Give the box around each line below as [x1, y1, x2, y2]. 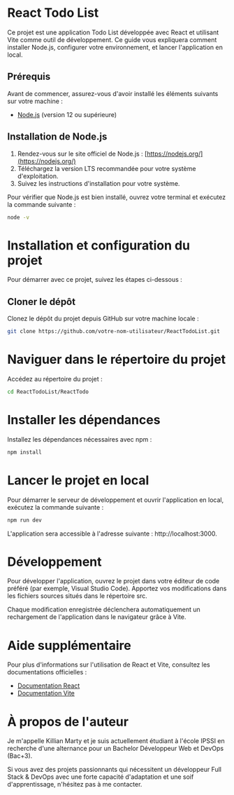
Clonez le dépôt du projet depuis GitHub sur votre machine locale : [7, 314, 199, 323]
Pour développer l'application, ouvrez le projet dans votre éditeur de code [7, 577, 220, 585]
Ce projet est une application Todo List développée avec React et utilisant [7, 28, 219, 36]
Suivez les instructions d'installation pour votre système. [17, 179, 180, 187]
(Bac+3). [7, 752, 33, 760]
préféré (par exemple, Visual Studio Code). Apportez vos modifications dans [7, 584, 227, 593]
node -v [7, 214, 30, 221]
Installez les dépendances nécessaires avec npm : [7, 435, 152, 443]
